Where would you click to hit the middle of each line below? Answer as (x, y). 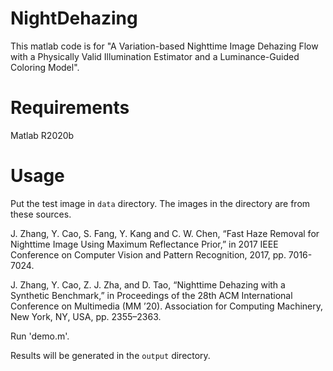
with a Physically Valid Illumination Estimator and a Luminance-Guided (155, 56)
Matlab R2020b (42, 135)
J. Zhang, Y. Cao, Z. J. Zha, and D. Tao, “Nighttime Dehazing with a (148, 284)
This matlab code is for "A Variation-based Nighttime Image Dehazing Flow (164, 46)
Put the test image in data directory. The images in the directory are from (160, 203)
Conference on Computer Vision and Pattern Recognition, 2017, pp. (148, 254)
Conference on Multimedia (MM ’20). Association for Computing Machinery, (167, 306)
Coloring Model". (45, 67)
